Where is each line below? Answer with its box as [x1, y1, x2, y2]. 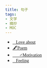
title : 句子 [5, 7, 28, 12]
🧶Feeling [12, 58, 29, 64]
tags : [5, 12, 16, 17]
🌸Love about [12, 40, 36, 45]
